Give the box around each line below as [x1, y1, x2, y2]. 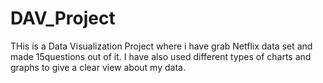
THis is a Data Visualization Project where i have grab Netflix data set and [10, 40, 313, 52]
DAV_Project [10, 7, 116, 30]
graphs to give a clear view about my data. [10, 61, 186, 73]
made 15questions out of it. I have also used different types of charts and [10, 50, 312, 62]
